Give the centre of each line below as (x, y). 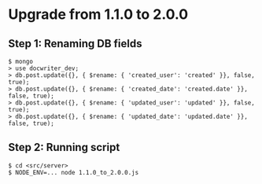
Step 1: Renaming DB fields (75, 44)
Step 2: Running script (64, 147)
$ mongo (21, 61)
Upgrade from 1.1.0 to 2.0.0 (98, 15)
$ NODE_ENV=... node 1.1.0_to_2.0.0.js (74, 172)
